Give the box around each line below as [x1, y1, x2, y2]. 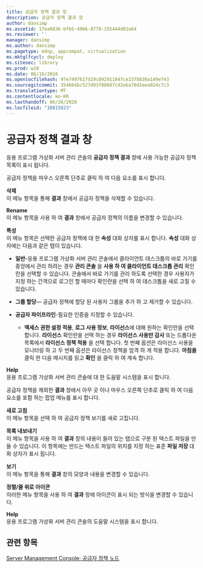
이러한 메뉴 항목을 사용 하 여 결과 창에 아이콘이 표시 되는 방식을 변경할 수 [6, 491, 178, 498]
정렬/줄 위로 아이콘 [6, 483, 50, 491]
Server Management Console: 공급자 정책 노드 [6, 555, 120, 562]
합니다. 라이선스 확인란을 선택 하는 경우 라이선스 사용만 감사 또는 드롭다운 [24, 332, 197, 339]
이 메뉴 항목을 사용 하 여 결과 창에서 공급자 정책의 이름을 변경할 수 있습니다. [6, 214, 184, 221]
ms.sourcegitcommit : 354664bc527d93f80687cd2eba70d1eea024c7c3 [6, 82, 170, 89]
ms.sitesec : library [6, 59, 59, 65]
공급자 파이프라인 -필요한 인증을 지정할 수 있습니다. [15, 311, 135, 318]
